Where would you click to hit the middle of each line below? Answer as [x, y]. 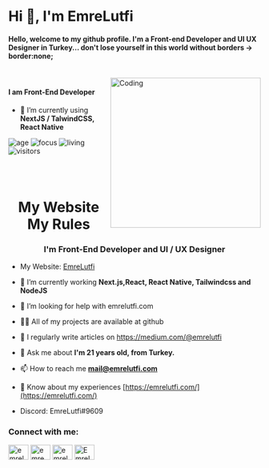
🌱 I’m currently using [54, 110]
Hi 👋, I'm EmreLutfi [71, 16]
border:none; [31, 56]
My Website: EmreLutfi [57, 266]
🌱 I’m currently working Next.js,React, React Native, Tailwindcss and [135, 282]
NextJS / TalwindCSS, [57, 118]
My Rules [58, 224]
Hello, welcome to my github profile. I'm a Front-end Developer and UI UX [132, 38]
